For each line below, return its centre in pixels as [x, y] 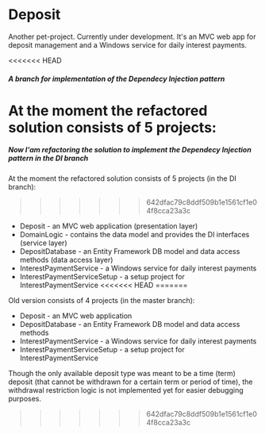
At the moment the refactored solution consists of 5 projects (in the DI [122, 178]
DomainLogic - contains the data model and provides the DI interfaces [134, 234]
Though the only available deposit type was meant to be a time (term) [122, 373]
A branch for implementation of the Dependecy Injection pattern [117, 79]
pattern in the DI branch [48, 158]
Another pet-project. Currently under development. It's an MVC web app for [132, 36]
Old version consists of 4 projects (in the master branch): [102, 300]
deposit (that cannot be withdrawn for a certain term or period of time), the [131, 382]
